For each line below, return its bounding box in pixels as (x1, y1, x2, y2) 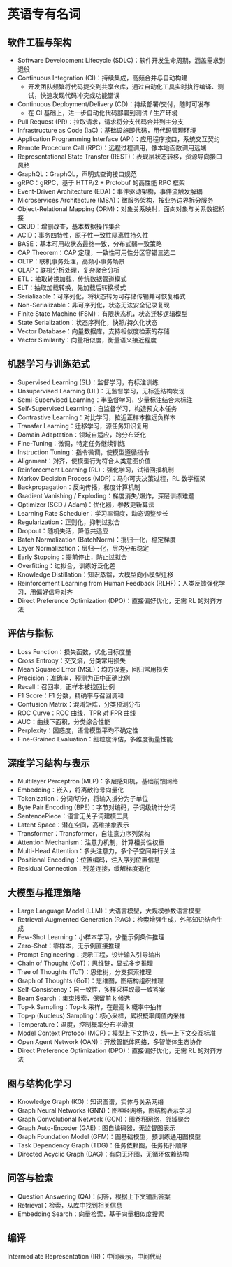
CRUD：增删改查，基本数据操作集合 (17, 222, 121, 231)
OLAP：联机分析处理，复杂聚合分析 (17, 266, 120, 274)
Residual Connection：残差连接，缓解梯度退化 (17, 864, 151, 873)
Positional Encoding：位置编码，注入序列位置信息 (17, 855, 161, 864)
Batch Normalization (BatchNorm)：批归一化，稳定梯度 (17, 535, 176, 544)
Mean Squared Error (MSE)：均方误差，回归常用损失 (17, 665, 169, 673)
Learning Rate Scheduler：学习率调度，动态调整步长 (17, 509, 169, 517)
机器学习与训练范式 (7, 358, 90, 370)
